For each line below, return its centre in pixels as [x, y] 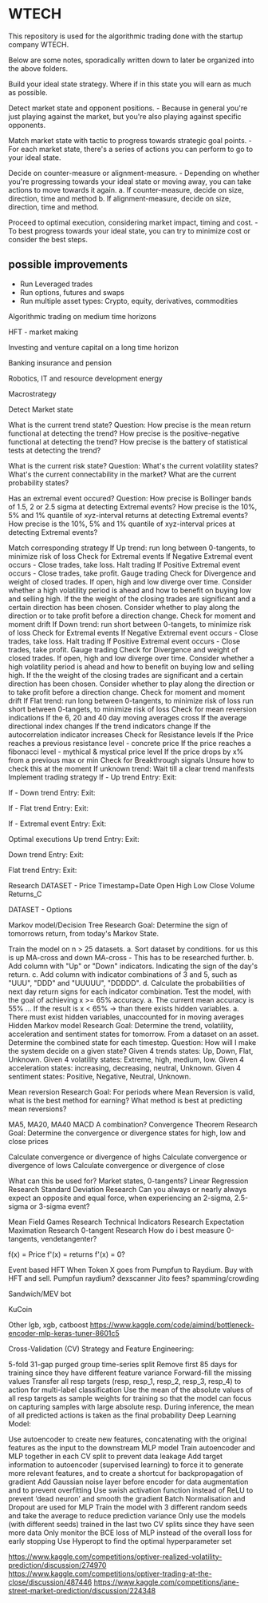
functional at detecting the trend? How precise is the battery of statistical [128, 441]
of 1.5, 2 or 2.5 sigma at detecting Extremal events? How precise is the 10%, [133, 506]
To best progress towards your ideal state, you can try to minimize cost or [130, 231]
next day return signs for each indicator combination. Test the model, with [130, 991]
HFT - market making [43, 332]
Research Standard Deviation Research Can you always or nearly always [128, 1189]
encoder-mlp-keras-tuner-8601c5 [64, 1333]
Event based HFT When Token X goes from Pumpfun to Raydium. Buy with [131, 1270]
